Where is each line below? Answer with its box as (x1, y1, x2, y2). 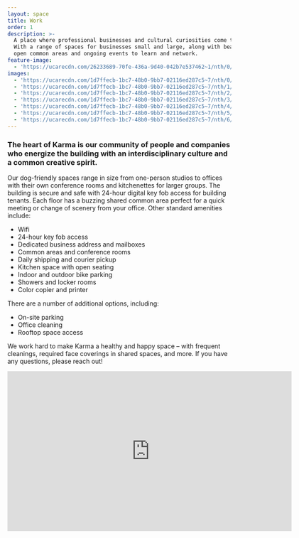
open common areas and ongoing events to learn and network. (13, 50, 199, 58)
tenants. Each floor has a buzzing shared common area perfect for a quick (7, 196, 225, 205)
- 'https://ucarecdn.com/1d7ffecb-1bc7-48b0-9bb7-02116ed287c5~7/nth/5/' (13, 109, 237, 117)
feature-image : (7, 57, 53, 64)
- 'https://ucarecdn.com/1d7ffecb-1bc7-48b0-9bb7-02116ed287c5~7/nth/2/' (13, 90, 237, 97)
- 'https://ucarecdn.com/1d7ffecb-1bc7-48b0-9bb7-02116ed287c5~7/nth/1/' (13, 83, 237, 90)
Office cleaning (17, 321, 62, 329)
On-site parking (17, 313, 64, 321)
